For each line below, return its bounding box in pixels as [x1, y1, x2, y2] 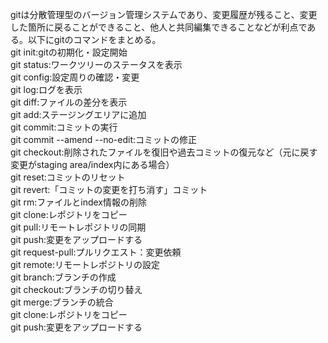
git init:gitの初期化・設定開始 [10, 46, 128, 58]
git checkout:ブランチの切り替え [10, 284, 143, 295]
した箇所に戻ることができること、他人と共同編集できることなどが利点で [10, 21, 308, 33]
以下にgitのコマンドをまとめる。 [27, 34, 162, 45]
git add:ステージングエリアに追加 [10, 109, 147, 120]
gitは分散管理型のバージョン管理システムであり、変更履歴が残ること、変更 [10, 9, 318, 20]
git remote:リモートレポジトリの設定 [10, 259, 160, 270]
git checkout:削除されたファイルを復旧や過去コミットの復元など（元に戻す [10, 146, 318, 158]
